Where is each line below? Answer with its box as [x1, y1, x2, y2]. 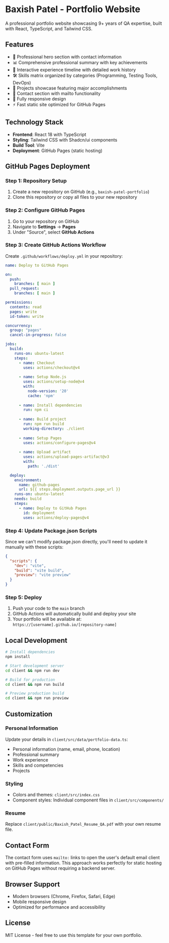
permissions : [5, 300, 33, 305]
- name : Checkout [18, 360, 55, 365]
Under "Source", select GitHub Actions [12, 229, 94, 235]
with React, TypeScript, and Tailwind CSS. [5, 25, 92, 31]
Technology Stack [5, 118, 64, 127]
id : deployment [23, 510, 55, 515]
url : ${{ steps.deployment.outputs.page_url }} [18, 487, 121, 492]
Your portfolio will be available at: [12, 616, 82, 622]
